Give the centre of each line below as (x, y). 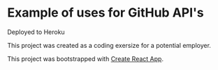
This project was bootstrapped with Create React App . (86, 59)
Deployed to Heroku (36, 32)
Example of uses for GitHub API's (106, 13)
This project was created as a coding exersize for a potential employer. (109, 45)
